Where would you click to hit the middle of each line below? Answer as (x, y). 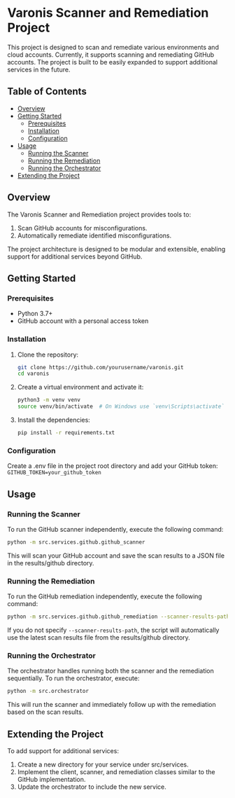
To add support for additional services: (63, 750)
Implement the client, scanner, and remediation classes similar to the (116, 771)
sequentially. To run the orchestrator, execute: (73, 678)
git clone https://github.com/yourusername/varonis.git (100, 367)
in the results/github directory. (51, 563)
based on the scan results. (45, 712)
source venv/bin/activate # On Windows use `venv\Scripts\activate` (121, 407)
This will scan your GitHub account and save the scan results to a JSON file (116, 556)
